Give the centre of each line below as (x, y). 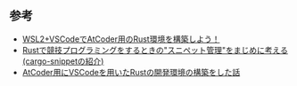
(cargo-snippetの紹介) (63, 61)
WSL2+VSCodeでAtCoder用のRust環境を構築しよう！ (121, 39)
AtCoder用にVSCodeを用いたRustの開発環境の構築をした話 (131, 72)
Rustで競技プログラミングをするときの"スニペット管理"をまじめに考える (155, 50)
